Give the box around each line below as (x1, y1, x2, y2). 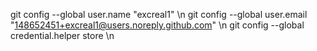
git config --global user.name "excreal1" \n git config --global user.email (10, 9, 308, 20)
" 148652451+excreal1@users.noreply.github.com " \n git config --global (10, 19, 305, 31)
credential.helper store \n (10, 30, 115, 41)
